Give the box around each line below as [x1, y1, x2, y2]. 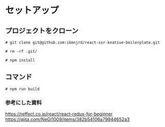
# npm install [5, 58, 36, 63]
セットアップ [5, 5, 59, 16]
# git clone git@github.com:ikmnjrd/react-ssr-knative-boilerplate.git [5, 40, 160, 45]
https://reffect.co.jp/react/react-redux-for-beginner [5, 111, 113, 117]
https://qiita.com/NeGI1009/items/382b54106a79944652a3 [5, 116, 130, 122]
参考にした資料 [5, 99, 42, 106]
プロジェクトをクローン [5, 26, 79, 35]
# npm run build [5, 87, 40, 92]
